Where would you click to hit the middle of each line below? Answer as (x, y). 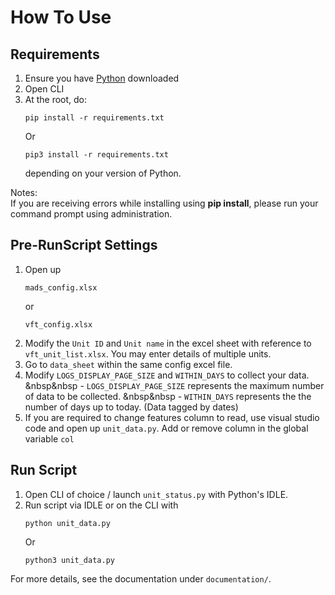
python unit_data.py (67, 523)
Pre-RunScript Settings (84, 245)
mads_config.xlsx (61, 287)
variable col (49, 438)
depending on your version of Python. (103, 173)
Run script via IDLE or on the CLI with (101, 505)
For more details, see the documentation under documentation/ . (141, 578)
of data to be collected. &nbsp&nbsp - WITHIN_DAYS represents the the (168, 396)
